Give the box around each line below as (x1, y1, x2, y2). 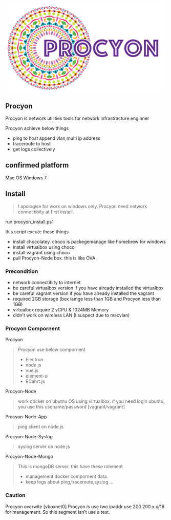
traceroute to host (12, 140, 51, 146)
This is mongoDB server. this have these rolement (17, 463, 123, 470)
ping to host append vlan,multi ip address (12, 135, 101, 141)
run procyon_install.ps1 (5, 218, 54, 225)
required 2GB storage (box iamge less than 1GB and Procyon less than (12, 295, 161, 302)
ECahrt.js (25, 378, 45, 384)
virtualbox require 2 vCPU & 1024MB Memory (12, 306, 109, 312)
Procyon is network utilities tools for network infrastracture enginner (5, 115, 149, 121)
